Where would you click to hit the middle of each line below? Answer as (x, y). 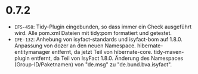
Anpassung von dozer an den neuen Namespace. (75, 46)
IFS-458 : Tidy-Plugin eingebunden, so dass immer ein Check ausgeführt (103, 27)
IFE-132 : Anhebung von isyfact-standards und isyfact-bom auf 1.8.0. (98, 39)
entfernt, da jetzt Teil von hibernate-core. (102, 52)
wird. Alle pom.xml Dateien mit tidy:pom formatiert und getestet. (93, 33)
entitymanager (32, 52)
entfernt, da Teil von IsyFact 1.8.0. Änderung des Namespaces (107, 58)
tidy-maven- (169, 52)
